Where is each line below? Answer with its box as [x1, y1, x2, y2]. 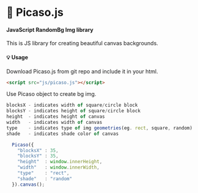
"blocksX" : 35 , [17, 147, 59, 153]
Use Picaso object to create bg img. [6, 90, 97, 98]
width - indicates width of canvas [6, 119, 103, 126]
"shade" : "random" [17, 175, 72, 182]
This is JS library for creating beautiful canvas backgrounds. [6, 40, 159, 47]
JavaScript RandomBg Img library [6, 26, 94, 33]
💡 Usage [6, 53, 29, 60]
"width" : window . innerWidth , [17, 164, 100, 170]
